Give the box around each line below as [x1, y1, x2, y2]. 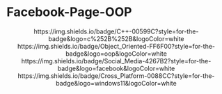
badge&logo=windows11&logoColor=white [56, 79, 177, 87]
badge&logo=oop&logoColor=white [65, 49, 168, 58]
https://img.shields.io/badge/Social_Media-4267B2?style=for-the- [21, 56, 212, 65]
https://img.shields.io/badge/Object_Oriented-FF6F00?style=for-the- [17, 42, 216, 50]
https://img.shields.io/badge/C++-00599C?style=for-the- [33, 27, 199, 36]
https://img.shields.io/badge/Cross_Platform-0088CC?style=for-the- [17, 71, 215, 80]
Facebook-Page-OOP [6, 4, 132, 20]
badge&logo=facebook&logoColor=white [57, 64, 175, 72]
